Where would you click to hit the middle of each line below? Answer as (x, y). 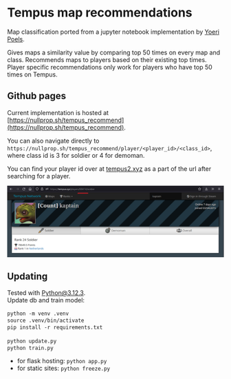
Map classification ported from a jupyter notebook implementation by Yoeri (113, 32)
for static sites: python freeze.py (64, 368)
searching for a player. (39, 176)
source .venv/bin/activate (46, 321)
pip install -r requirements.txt (55, 328)
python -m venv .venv (38, 314)
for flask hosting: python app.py (62, 361)
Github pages (37, 96)
